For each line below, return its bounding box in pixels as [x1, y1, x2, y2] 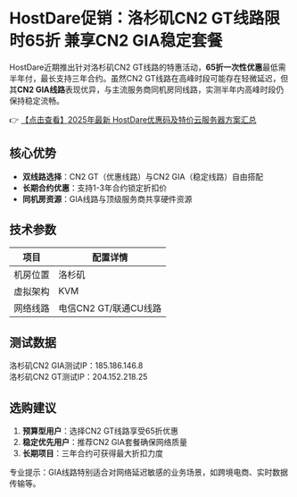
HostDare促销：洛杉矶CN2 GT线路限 [9, 8, 281, 29]
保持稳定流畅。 [9, 95, 64, 105]
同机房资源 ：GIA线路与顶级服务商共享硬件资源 [21, 193, 193, 204]
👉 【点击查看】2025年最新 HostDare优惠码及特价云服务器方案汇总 [9, 114, 257, 125]
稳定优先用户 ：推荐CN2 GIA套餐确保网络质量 [21, 437, 187, 448]
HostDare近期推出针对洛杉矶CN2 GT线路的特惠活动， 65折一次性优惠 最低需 [9, 62, 287, 72]
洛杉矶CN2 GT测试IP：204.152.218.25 [9, 372, 148, 383]
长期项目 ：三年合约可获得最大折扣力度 [21, 448, 163, 459]
